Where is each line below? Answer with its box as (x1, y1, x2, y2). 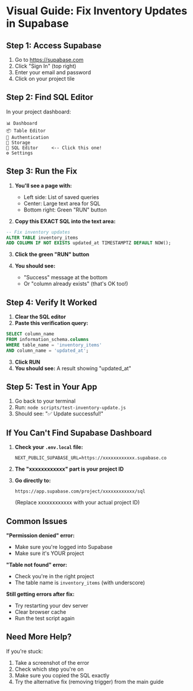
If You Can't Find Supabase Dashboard (6, 428, 152, 438)
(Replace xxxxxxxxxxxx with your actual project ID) (14, 499, 140, 506)
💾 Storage (6, 140, 31, 146)
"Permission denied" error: (6, 532, 75, 539)
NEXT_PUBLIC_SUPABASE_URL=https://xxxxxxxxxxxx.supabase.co (14, 455, 167, 461)
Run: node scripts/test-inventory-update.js (14, 404, 126, 411)
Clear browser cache (14, 608, 67, 616)
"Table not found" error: (6, 561, 67, 568)
